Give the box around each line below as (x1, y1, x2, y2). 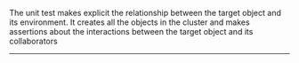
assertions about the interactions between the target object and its (9, 27, 254, 36)
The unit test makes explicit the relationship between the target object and (9, 8, 282, 18)
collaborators (9, 35, 58, 46)
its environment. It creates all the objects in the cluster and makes (9, 17, 251, 28)
